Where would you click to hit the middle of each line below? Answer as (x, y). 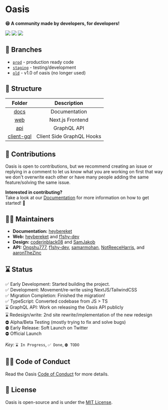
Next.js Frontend (69, 120)
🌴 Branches (23, 50)
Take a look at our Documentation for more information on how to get (77, 198)
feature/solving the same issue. (38, 182)
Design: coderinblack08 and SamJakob (54, 242)
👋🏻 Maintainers (30, 219)
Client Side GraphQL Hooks (69, 136)
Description (69, 103)
